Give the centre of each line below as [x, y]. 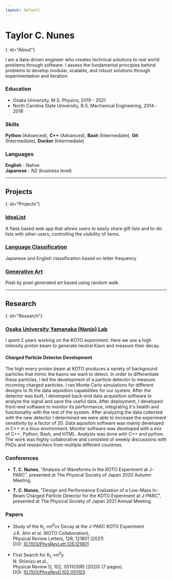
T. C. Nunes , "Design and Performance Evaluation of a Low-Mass [82, 490]
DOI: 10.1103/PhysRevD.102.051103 [49, 572]
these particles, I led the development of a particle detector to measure [80, 380]
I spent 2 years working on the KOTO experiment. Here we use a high [78, 340]
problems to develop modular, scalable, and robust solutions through [78, 70]
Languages [20, 154]
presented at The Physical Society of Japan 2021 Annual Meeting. [82, 501]
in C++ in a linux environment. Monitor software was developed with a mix [84, 428]
